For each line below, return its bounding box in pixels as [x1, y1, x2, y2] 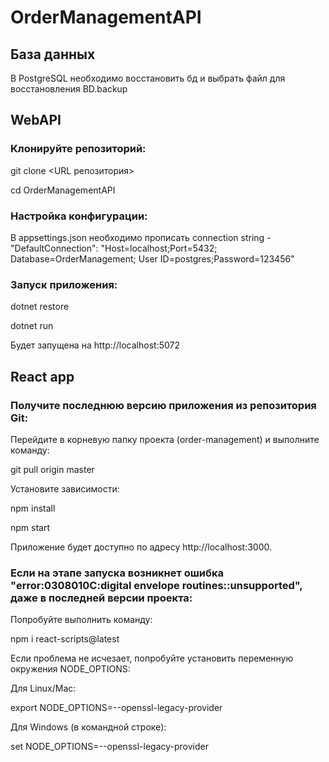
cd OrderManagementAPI [10, 184, 116, 196]
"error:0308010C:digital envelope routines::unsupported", [10, 578, 303, 592]
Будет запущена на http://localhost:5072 [10, 339, 181, 351]
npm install [10, 502, 56, 514]
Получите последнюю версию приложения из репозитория [10, 398, 317, 412]
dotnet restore [10, 301, 70, 313]
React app [10, 368, 75, 385]
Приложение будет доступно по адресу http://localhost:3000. [10, 541, 272, 553]
